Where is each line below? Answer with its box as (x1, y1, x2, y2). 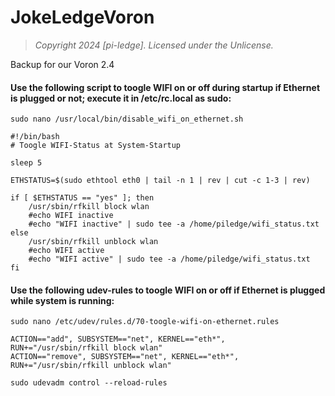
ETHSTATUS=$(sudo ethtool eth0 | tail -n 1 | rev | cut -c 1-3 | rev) (10, 176, 311, 186)
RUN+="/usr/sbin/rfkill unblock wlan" (10, 361, 172, 371)
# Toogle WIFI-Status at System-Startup (10, 141, 182, 151)
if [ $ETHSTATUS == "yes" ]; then (10, 193, 155, 203)
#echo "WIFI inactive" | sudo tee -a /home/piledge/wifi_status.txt (28, 219, 320, 230)
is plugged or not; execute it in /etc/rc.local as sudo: (10, 92, 232, 104)
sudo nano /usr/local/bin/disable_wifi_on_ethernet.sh (10, 114, 244, 125)
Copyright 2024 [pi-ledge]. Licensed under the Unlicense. (34, 39, 274, 51)
